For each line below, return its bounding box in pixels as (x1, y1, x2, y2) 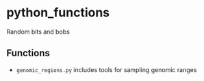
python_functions (6, 5, 110, 21)
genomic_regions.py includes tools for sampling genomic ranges (16, 65, 197, 73)
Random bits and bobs (6, 27, 70, 36)
